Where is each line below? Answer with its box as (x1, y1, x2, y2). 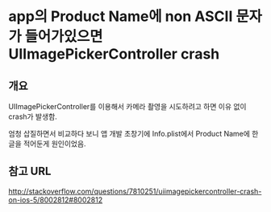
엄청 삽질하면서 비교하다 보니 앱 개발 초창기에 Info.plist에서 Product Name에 (8, 129, 250, 138)
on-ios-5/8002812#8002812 (8, 194, 103, 205)
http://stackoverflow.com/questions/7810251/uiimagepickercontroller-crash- (8, 186, 262, 196)
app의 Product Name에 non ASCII (8, 7, 233, 26)
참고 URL (8, 165, 52, 178)
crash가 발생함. (8, 112, 58, 121)
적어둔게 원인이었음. (23, 139, 86, 149)
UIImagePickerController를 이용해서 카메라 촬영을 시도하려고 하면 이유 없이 (8, 102, 247, 111)
